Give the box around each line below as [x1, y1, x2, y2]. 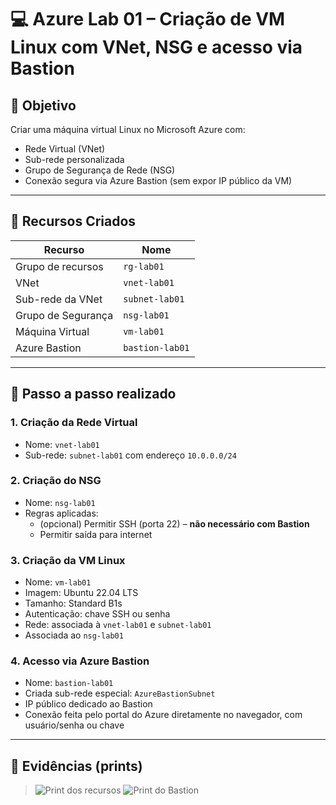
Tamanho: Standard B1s [24, 597, 123, 610]
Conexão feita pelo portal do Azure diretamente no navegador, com [24, 709, 303, 721]
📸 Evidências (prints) [10, 757, 143, 775]
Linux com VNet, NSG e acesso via [10, 36, 303, 59]
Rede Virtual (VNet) [24, 143, 106, 155]
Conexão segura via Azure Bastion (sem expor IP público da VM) [24, 175, 293, 186]
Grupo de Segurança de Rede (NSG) [24, 164, 176, 176]
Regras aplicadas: [24, 507, 99, 519]
